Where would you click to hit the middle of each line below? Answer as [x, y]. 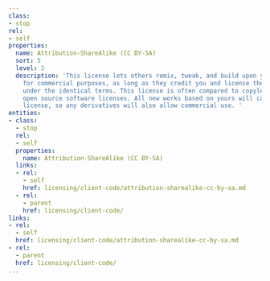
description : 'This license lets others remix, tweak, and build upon [136, 76]
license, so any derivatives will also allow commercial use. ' [133, 105]
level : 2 [30, 68]
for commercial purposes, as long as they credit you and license [136, 83]
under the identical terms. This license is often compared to [131, 91]
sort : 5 [29, 61]
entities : [25, 114]
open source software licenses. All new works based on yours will [138, 98]
